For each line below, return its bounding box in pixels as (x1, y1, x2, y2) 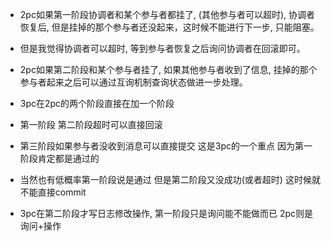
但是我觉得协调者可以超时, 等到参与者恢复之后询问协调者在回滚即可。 (19, 43, 306, 54)
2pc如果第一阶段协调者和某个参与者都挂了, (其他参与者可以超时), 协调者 (19, 9, 316, 20)
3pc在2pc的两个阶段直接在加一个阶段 (19, 98, 175, 109)
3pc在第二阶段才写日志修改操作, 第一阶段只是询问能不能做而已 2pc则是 (19, 208, 314, 219)
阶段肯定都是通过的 (19, 153, 100, 164)
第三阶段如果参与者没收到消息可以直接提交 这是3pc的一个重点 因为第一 (19, 140, 313, 152)
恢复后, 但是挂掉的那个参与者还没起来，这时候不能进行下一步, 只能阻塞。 (19, 21, 320, 33)
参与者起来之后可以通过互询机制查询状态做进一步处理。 (19, 76, 248, 88)
